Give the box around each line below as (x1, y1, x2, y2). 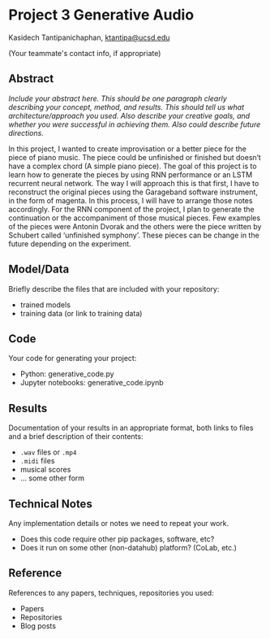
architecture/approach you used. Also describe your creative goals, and (8, 111, 251, 120)
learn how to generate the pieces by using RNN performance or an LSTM (8, 169, 253, 180)
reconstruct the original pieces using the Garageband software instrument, (8, 187, 258, 197)
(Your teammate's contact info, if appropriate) (8, 48, 161, 58)
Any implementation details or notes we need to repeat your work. (8, 519, 229, 528)
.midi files (19, 456, 55, 466)
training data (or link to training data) (19, 308, 143, 318)
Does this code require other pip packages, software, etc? (19, 534, 215, 544)
